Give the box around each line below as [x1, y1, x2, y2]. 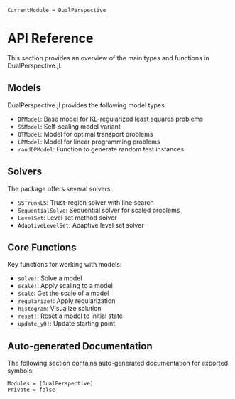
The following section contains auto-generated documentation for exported [7, 359, 229, 368]
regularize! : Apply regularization [17, 297, 116, 305]
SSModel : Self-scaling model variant [17, 122, 121, 131]
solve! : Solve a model [17, 274, 82, 282]
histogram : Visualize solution [17, 304, 102, 313]
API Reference [7, 31, 94, 46]
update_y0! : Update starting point [17, 319, 116, 328]
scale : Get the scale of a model [17, 289, 109, 298]
